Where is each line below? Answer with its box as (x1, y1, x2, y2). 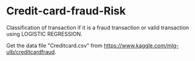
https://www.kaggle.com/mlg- (104, 42, 179, 49)
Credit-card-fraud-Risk (6, 4, 126, 18)
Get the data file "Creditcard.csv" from (6, 42, 103, 49)
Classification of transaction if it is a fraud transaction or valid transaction (6, 24, 190, 31)
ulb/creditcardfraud (6, 48, 55, 55)
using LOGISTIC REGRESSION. (6, 30, 83, 37)
